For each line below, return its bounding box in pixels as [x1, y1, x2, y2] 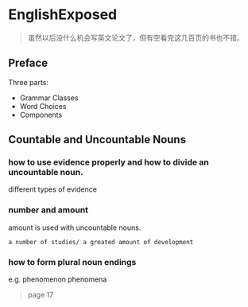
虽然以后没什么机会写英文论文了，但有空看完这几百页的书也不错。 [27, 33, 244, 42]
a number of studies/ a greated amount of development [8, 238, 194, 246]
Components [19, 110, 63, 119]
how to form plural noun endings [8, 256, 137, 267]
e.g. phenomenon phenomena [8, 274, 107, 284]
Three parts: [8, 77, 49, 87]
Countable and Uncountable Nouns [8, 133, 187, 146]
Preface [8, 56, 48, 70]
